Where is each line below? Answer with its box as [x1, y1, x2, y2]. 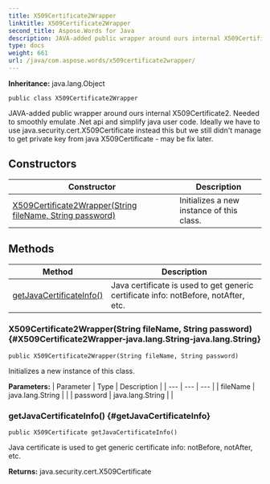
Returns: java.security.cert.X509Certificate [8, 467, 152, 477]
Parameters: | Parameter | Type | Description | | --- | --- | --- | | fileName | [8, 381, 256, 391]
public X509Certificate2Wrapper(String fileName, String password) [8, 351, 239, 360]
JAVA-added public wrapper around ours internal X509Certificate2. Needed [8, 108, 260, 117]
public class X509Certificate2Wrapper [8, 94, 138, 102]
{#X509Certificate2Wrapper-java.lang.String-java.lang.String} [8, 334, 261, 345]
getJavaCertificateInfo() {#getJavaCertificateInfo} [8, 410, 211, 421]
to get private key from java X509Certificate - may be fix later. [8, 133, 214, 143]
